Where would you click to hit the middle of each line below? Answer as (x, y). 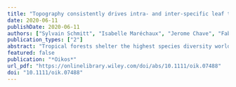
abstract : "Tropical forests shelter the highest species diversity (110, 46)
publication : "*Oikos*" (42, 60)
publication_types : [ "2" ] (45, 40)
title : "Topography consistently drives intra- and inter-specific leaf (116, 14)
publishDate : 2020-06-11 (44, 27)
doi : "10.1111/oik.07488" (45, 72)
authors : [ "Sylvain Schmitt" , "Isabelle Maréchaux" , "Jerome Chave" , (111, 33)
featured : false (31, 53)
